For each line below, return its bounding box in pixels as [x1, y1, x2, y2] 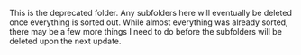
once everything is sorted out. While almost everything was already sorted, [9, 17, 288, 27]
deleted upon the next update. [9, 35, 122, 46]
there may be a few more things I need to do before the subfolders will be [9, 27, 282, 36]
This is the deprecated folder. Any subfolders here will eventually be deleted [9, 8, 293, 18]
